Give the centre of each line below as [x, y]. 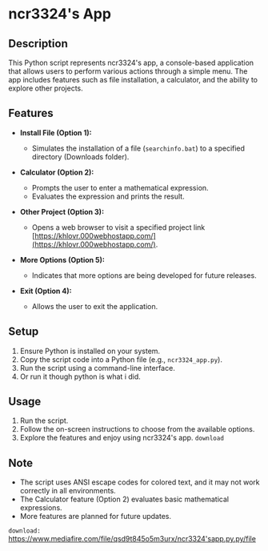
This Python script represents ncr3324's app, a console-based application [131, 62]
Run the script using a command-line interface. [98, 368]
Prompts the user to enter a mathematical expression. [120, 187]
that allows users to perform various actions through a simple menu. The [128, 71]
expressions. [41, 508]
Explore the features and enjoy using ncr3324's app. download [122, 438]
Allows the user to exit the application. [95, 306]
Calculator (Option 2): [57, 172]
